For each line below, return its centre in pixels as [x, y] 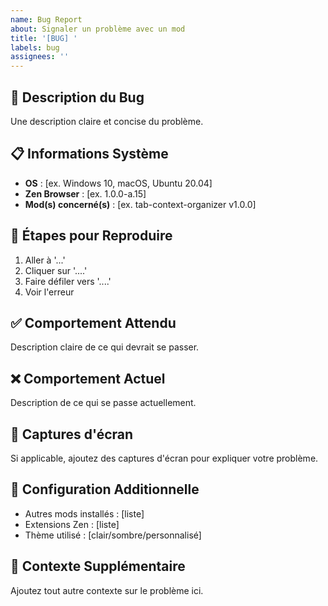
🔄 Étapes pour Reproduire [91, 236]
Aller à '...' [45, 260]
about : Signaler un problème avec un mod [98, 29]
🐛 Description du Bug [77, 97]
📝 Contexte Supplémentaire [98, 566]
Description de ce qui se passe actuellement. [103, 403]
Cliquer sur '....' [56, 270]
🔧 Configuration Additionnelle [105, 489]
